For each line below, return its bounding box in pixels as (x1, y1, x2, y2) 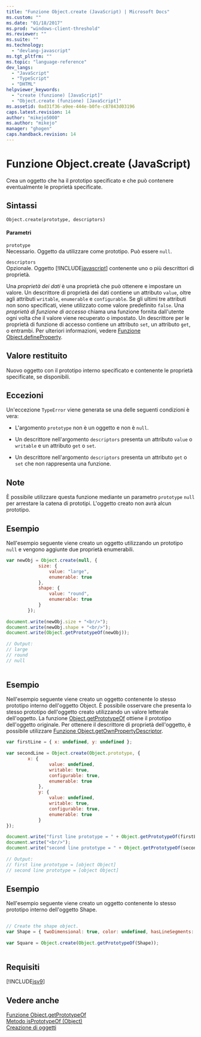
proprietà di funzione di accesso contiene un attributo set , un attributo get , (6, 321, 191, 328)
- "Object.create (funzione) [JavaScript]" (11, 98, 121, 104)
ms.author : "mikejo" (6, 120, 58, 126)
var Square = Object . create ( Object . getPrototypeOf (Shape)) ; (6, 940, 160, 946)
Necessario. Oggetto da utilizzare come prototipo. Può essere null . (6, 247, 172, 255)
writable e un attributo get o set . (14, 442, 97, 449)
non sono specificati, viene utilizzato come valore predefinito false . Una (6, 301, 184, 309)
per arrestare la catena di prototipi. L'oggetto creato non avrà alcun (6, 500, 172, 507)
